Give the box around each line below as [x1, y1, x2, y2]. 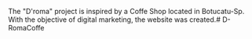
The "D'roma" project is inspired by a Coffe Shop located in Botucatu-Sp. [8, 7, 245, 16]
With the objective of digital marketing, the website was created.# [8, 15, 221, 24]
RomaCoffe [8, 23, 45, 32]
